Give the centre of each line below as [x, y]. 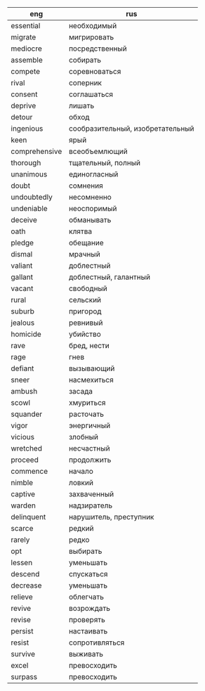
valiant [22, 265]
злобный [84, 437]
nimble [22, 483]
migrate [24, 37]
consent [24, 94]
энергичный [90, 426]
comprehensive [37, 151]
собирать [85, 60]
